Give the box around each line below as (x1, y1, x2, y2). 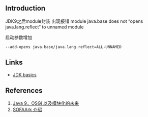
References (5, 86, 43, 95)
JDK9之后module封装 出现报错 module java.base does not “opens (5, 18, 143, 24)
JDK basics (12, 71, 37, 77)
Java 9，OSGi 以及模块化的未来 (12, 100, 79, 106)
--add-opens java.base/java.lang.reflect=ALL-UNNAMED (5, 44, 122, 50)
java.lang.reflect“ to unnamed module (5, 24, 84, 30)
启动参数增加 (5, 34, 32, 40)
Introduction (5, 4, 46, 13)
